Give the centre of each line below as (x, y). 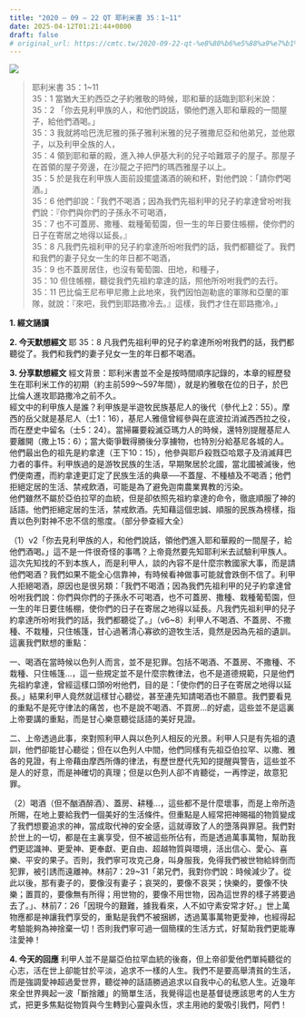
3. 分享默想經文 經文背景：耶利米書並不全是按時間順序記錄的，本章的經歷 (147, 373)
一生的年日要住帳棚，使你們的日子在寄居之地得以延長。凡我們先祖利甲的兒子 (152, 609)
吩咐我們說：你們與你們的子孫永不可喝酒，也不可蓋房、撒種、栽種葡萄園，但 (152, 597)
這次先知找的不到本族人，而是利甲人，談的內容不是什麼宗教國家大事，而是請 (152, 563)
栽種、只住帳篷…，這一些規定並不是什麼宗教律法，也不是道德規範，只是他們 (152, 674)
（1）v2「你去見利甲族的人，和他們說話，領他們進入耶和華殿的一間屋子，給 (151, 540)
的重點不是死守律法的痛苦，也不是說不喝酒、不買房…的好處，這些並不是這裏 (152, 708)
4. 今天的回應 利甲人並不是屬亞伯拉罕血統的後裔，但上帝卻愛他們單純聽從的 (151, 959)
